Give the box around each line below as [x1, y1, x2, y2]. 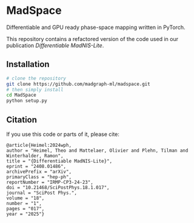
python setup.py [6, 98, 47, 104]
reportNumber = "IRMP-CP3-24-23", [6, 179, 94, 185]
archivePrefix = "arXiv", [6, 169, 72, 175]
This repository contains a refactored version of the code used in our [6, 35, 179, 42]
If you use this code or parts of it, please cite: [6, 131, 120, 138]
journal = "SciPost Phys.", [6, 190, 78, 196]
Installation [6, 59, 50, 69]
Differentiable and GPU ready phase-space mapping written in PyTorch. [6, 24, 186, 31]
